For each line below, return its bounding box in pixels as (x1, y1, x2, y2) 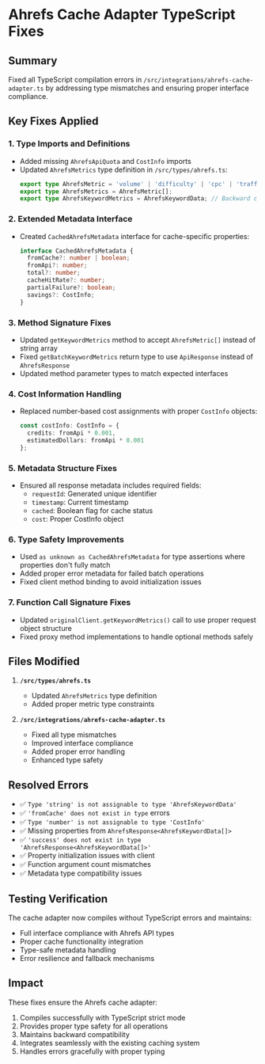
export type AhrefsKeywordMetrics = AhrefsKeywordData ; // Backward (19, 195, 251, 203)
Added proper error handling (31, 747, 125, 757)
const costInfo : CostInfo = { (19, 422, 120, 430)
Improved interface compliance (31, 739, 134, 748)
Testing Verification (8, 892, 108, 906)
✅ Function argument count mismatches (19, 860, 152, 869)
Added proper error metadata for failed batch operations (19, 568, 204, 579)
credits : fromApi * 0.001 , (27, 429, 116, 437)
